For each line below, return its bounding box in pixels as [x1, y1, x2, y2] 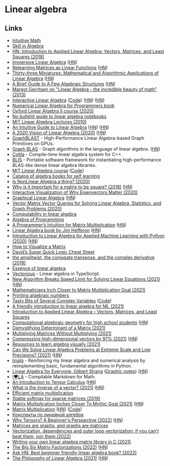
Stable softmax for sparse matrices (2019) [12, 396, 101, 401]
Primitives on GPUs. [12, 140, 54, 146]
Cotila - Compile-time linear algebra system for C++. [12, 152, 123, 157]
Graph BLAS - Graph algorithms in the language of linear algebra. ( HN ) [12, 146, 161, 152]
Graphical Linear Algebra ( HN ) [12, 195, 76, 201]
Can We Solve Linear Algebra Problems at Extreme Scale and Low [12, 347, 151, 353]
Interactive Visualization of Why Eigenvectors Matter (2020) [12, 189, 138, 195]
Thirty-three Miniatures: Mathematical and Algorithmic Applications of [12, 70, 159, 76]
